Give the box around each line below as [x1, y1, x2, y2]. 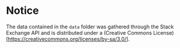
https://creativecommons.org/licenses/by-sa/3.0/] [8, 35, 129, 42]
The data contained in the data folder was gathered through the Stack [6, 23, 174, 30]
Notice [6, 4, 39, 17]
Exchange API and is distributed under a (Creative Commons [6, 29, 152, 36]
